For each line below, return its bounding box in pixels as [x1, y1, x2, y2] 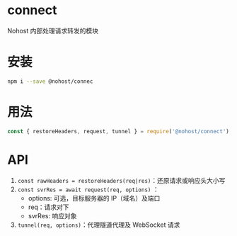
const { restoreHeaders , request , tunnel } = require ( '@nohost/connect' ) [7, 128, 230, 135]
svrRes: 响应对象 [28, 211, 77, 220]
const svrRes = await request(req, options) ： [17, 185, 159, 193]
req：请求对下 [28, 203, 69, 211]
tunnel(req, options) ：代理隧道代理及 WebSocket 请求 [17, 220, 180, 229]
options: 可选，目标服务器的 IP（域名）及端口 [28, 193, 161, 202]
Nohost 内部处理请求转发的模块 [7, 26, 99, 35]
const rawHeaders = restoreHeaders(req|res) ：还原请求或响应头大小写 [17, 176, 226, 184]
